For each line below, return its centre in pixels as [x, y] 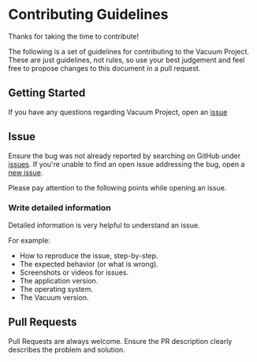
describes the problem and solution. [67, 349]
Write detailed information [60, 208]
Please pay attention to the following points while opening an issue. [117, 187]
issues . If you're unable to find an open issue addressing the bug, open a [127, 164]
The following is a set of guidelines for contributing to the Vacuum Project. [129, 51]
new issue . [26, 172]
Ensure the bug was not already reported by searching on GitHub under [125, 156]
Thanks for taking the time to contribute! [74, 36]
